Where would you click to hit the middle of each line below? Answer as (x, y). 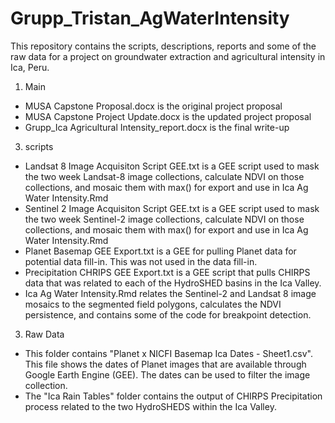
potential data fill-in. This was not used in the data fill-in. (141, 261)
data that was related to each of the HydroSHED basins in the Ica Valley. (173, 283)
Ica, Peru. (30, 67)
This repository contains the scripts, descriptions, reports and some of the (163, 46)
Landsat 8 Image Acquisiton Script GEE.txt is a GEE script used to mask (172, 166)
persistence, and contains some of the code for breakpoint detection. (168, 314)
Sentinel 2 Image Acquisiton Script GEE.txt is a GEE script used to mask (172, 208)
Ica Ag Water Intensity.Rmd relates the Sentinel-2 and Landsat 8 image (170, 293)
